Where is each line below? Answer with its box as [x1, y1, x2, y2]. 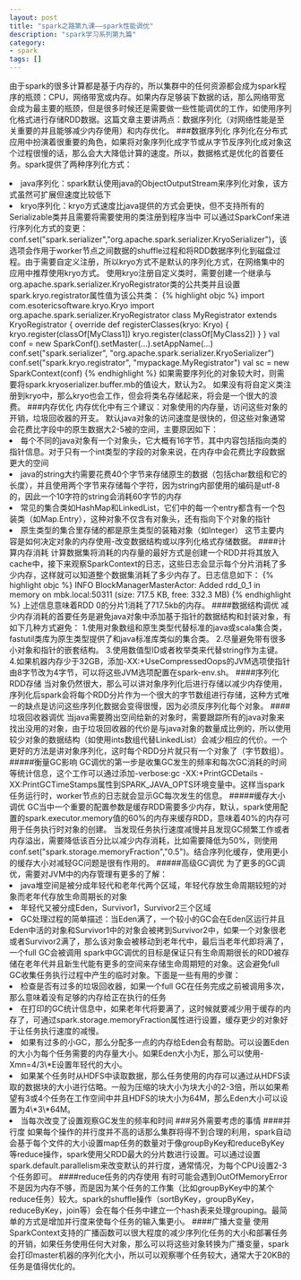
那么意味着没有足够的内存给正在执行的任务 [9, 992, 167, 1002]
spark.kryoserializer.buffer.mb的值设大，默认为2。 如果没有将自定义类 [24, 379, 284, 390]
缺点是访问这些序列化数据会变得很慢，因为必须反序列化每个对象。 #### [24, 701, 291, 711]
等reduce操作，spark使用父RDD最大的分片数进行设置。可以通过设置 [9, 1149, 262, 1159]
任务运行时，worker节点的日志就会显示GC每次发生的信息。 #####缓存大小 [9, 791, 286, 800]
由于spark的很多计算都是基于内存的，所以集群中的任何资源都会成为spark [9, 81, 279, 91]
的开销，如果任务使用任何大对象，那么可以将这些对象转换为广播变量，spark [9, 1239, 289, 1249]
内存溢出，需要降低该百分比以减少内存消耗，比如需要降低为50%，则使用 [9, 835, 278, 845]
